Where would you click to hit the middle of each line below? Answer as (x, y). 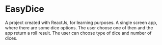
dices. (11, 38)
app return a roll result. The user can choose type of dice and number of (78, 33)
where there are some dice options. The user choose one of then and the (79, 27)
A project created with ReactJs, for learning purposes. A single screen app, (81, 22)
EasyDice (25, 9)
